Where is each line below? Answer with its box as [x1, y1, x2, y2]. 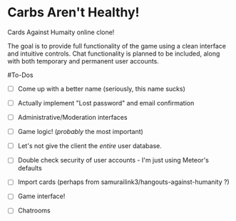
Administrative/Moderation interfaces [17, 113, 128, 122]
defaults [17, 164, 43, 173]
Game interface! [17, 192, 66, 200]
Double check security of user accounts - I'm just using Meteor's [17, 156, 209, 165]
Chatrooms [17, 206, 51, 215]
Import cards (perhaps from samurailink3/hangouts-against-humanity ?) [17, 178, 230, 186]
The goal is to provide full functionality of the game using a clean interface [7, 41, 227, 50]
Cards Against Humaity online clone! [7, 28, 115, 36]
